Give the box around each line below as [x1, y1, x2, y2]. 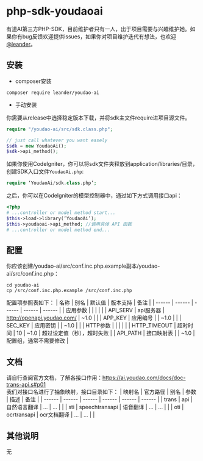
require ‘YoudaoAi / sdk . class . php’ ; [6, 180, 97, 187]
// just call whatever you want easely [6, 137, 108, 143]
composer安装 [15, 77, 52, 85]
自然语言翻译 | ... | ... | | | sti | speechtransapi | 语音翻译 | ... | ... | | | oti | [6, 404, 184, 411]
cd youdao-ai [6, 282, 40, 288]
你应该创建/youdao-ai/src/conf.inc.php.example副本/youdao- [6, 262, 160, 270]
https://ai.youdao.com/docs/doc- [102, 374, 186, 382]
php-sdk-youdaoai [6, 4, 104, 18]
